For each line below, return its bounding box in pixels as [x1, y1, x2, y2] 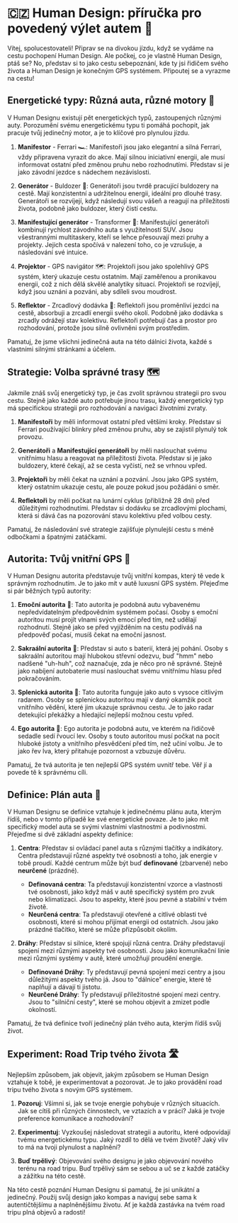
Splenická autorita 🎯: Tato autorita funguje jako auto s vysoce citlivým [17, 688, 224, 697]
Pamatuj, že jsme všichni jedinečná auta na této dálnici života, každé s [7, 337, 212, 346]
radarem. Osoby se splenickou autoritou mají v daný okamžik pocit [17, 695, 212, 704]
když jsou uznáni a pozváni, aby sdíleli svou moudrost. [17, 287, 177, 295]
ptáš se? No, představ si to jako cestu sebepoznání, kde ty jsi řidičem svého [7, 59, 229, 67]
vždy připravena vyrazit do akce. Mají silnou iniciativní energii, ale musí [17, 152, 225, 161]
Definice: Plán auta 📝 [7, 788, 101, 801]
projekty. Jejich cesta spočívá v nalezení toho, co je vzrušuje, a [17, 240, 203, 249]
